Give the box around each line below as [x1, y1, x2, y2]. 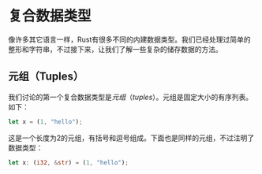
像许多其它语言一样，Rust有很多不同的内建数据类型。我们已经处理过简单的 [8, 35, 251, 44]
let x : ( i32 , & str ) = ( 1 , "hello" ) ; [8, 158, 129, 166]
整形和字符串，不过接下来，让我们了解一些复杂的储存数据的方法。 [8, 44, 223, 54]
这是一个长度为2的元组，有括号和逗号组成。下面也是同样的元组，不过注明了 [8, 133, 255, 143]
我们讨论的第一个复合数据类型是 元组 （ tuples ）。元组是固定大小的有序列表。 [8, 92, 253, 102]
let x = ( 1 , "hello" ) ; [8, 117, 83, 126]
